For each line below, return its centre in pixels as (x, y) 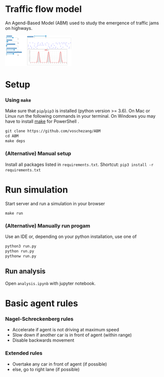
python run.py (20, 251)
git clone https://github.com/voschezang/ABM (53, 131)
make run (14, 213)
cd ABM (12, 136)
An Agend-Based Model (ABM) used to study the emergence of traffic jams (82, 23)
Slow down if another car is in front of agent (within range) (72, 335)
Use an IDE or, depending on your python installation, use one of (71, 236)
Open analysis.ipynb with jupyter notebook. (50, 283)
